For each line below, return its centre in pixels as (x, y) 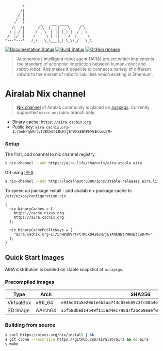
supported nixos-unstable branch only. (56, 112)
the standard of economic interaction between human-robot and (81, 64)
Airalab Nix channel (45, 94)
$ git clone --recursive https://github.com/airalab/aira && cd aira (77, 340)
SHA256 (140, 294)
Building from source (30, 325)
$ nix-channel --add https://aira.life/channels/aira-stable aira (73, 163)
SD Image (19, 311)
